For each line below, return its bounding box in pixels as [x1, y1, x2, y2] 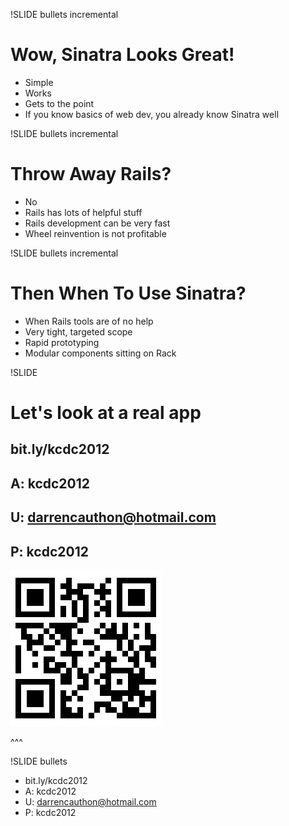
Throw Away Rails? [10, 163, 172, 186]
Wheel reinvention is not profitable [24, 227, 167, 239]
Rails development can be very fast [24, 217, 171, 229]
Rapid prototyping [24, 336, 100, 348]
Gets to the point [24, 97, 95, 109]
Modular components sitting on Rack [24, 347, 177, 359]
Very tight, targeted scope [24, 325, 133, 338]
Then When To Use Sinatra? [10, 282, 247, 305]
